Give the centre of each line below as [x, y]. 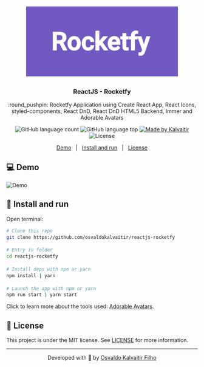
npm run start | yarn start [42, 295]
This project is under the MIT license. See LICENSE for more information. [97, 340]
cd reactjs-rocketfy [32, 256]
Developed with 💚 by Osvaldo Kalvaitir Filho [102, 358]
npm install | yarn [31, 276]
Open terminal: [25, 219]
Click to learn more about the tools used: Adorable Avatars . [80, 306]
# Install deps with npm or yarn [49, 269]
